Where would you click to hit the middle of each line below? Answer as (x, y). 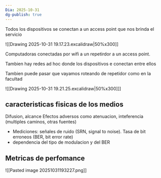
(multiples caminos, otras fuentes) (41, 122)
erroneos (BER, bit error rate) (43, 137)
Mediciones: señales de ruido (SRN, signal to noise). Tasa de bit (79, 132)
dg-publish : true (24, 15)
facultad (14, 79)
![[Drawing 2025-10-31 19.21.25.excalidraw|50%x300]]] (63, 88)
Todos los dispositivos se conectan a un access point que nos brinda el (80, 29)
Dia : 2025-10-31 (22, 10)
